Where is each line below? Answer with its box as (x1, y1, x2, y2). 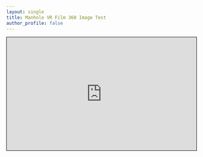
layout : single (6, 8, 45, 15)
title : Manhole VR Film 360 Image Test (6, 14, 107, 21)
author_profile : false (6, 20, 63, 26)
